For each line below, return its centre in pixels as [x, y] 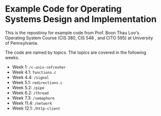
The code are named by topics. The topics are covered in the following [76, 52]
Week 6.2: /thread [30, 93]
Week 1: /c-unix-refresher [39, 67]
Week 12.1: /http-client [36, 108]
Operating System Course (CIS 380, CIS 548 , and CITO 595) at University [79, 38]
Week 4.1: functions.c [34, 72]
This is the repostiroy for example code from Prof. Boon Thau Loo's [72, 33]
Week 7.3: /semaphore [33, 98]
